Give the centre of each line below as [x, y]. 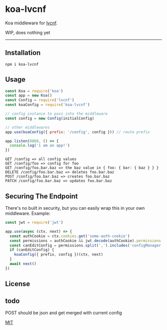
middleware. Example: [28, 213]
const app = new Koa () [29, 95]
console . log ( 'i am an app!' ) [40, 146]
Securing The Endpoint [42, 196]
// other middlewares [28, 127]
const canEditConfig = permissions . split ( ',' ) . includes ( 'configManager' [86, 245]
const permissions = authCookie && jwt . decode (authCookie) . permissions [85, 241]
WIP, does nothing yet [28, 32]
